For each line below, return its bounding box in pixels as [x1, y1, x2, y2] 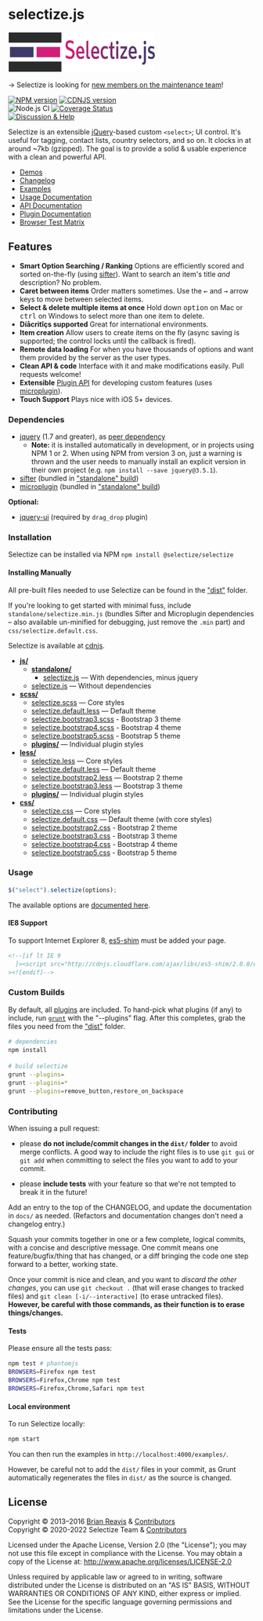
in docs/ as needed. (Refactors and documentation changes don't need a [8, 1211, 243, 1221]
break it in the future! [19, 1188, 88, 1197]
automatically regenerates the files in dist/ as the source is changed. [8, 1473, 232, 1483]
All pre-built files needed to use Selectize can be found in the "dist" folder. [8, 585, 248, 594]
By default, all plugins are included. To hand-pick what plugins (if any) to [8, 1005, 243, 1014]
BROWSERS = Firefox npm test [8, 1368, 96, 1376]
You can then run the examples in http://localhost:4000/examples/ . [8, 1450, 229, 1459]
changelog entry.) [8, 1219, 66, 1229]
